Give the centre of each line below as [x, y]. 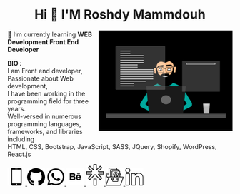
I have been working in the [46, 93]
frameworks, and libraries [45, 131]
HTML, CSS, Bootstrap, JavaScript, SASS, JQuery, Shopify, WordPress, [112, 146]
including [21, 139]
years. [17, 108]
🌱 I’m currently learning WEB [50, 34]
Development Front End [43, 41]
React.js [19, 154]
